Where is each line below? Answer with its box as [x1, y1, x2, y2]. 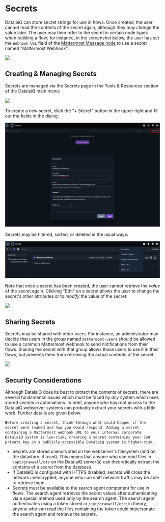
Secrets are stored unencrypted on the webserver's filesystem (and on [12, 448, 156, 455]
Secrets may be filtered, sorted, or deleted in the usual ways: [5, 232, 129, 237]
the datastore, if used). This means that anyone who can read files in [12, 454, 151, 460]
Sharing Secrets [5, 318, 55, 326]
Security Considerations [5, 376, 82, 384]
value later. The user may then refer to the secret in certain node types [5, 29, 148, 35]
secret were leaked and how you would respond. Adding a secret [5, 425, 139, 430]
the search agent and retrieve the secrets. [12, 511, 97, 517]
